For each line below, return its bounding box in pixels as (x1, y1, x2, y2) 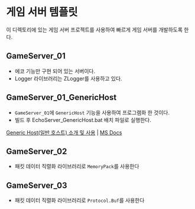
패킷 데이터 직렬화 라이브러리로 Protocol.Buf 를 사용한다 (14, 197, 145, 204)
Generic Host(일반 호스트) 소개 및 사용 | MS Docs (6, 128, 122, 136)
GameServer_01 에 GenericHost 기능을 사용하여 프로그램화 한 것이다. (14, 109, 170, 116)
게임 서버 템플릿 (6, 5, 78, 19)
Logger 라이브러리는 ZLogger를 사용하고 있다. (14, 75, 122, 82)
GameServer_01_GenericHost (6, 92, 117, 102)
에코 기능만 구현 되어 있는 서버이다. (14, 67, 96, 75)
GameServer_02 (6, 146, 67, 156)
